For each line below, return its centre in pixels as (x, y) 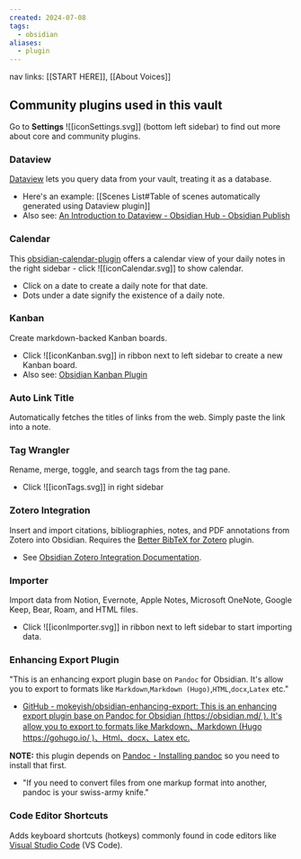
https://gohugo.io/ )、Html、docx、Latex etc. (106, 738)
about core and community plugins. (75, 136)
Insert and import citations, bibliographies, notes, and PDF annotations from (150, 530)
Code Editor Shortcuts (59, 816)
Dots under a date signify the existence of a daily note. (124, 295)
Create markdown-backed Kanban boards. (89, 337)
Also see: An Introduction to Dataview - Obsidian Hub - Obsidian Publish (156, 216)
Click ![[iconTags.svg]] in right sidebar (93, 488)
